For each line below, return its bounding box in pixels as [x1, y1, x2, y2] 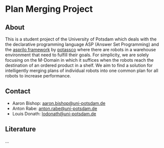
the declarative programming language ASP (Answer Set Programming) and [5, 41, 159, 47]
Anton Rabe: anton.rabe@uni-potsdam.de [12, 105, 97, 111]
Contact [5, 87, 31, 96]
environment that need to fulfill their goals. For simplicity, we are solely [5, 52, 149, 58]
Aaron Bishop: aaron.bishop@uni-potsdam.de [12, 100, 106, 106]
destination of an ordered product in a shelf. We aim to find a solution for [5, 63, 153, 68]
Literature [5, 125, 36, 134]
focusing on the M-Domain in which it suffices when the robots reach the [5, 57, 154, 63]
